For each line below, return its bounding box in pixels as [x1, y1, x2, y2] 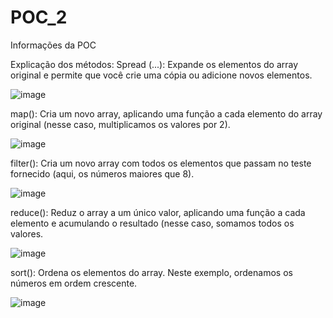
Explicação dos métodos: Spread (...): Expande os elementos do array [10, 58, 299, 70]
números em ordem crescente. [10, 277, 138, 289]
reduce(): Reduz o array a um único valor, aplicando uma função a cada [10, 206, 306, 218]
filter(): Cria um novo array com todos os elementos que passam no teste [10, 157, 312, 169]
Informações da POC [10, 39, 97, 51]
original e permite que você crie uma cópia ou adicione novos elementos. [10, 69, 313, 81]
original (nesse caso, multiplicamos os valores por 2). [10, 118, 231, 130]
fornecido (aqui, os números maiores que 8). [10, 167, 195, 180]
